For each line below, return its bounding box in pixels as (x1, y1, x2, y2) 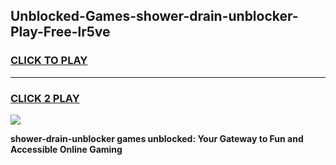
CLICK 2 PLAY (10, 91, 80, 105)
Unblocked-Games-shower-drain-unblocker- (10, 8, 299, 25)
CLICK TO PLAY (10, 54, 88, 68)
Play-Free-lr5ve (10, 24, 111, 41)
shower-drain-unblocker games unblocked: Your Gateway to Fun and (10, 132, 304, 144)
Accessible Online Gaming (10, 143, 123, 155)
